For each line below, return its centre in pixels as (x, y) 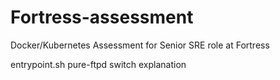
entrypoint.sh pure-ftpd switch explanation (98, 64)
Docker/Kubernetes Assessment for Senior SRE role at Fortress (140, 45)
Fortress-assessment (102, 17)
